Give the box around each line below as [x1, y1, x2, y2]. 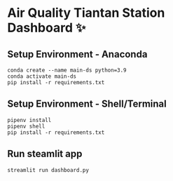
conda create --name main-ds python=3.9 [7, 67, 127, 74]
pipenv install [7, 116, 52, 123]
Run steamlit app [7, 148, 83, 160]
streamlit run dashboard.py [7, 166, 90, 173]
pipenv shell [7, 123, 46, 130]
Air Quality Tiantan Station [7, 5, 165, 21]
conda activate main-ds [7, 73, 77, 80]
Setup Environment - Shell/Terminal [7, 98, 167, 110]
